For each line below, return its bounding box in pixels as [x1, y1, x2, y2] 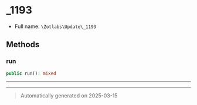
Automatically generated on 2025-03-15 [20, 92, 118, 99]
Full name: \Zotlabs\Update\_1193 [14, 23, 97, 30]
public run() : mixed [6, 71, 57, 76]
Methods [6, 40, 40, 50]
